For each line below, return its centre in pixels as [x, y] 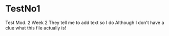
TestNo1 [23, 9]
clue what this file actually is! [36, 27]
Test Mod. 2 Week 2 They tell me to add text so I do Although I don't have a [85, 22]
